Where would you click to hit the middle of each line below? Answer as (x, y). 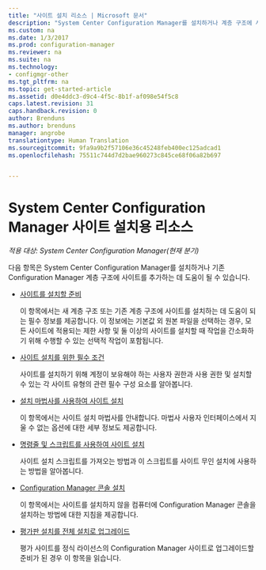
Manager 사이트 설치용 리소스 (101, 227)
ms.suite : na (30, 60)
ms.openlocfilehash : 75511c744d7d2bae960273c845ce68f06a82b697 (115, 155)
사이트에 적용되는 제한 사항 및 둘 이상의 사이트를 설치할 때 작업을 (127, 331)
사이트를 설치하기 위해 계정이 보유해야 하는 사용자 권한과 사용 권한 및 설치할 (136, 374)
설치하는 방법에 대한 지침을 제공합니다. (79, 515)
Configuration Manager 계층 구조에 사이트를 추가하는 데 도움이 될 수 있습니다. (129, 277)
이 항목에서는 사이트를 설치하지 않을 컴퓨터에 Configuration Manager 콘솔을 (138, 505)
